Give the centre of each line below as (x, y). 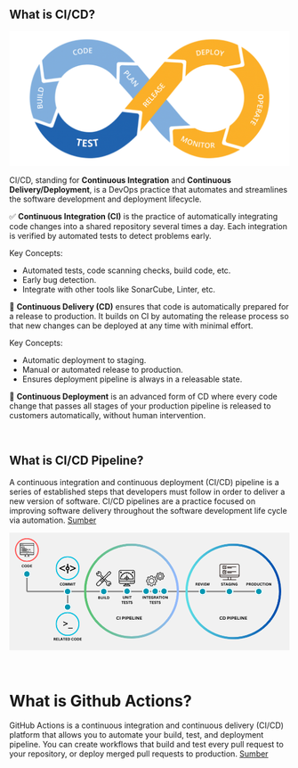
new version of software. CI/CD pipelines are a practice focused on (133, 501)
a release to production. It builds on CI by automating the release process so (149, 316)
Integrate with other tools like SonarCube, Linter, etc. (119, 289)
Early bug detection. (59, 279)
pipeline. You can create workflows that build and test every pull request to (147, 745)
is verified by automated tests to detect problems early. (110, 235)
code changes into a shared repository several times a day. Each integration (148, 226)
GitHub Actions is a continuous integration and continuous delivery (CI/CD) (147, 725)
